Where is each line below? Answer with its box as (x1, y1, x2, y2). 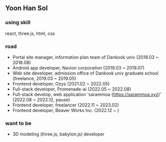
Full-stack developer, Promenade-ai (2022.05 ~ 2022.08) (12, 86, 131, 92)
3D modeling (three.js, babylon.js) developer (12, 131, 105, 137)
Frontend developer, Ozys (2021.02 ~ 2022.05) (12, 80, 110, 86)
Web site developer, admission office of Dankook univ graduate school (12, 70, 159, 76)
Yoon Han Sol (5, 4, 48, 12)
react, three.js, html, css (5, 30, 55, 36)
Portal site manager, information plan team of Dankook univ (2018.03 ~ (12, 54, 159, 60)
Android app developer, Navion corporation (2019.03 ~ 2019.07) (12, 64, 144, 70)
